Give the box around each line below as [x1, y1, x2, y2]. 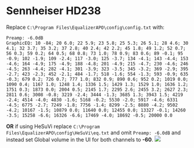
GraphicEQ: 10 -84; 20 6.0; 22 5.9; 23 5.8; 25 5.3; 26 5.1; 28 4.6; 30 [6, 40, 189, 46]
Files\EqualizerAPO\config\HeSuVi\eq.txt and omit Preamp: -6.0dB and [6, 129, 181, 136]
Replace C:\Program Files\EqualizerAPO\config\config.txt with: [6, 24, 165, 31]
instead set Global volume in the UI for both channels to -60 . [6, 136, 153, 143]
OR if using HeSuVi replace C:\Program [6, 123, 100, 130]
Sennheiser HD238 [6, 4, 101, 18]
